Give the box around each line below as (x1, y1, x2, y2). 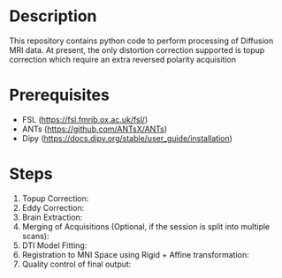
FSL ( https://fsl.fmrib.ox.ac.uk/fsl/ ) (21, 114, 149, 124)
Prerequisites (9, 86, 111, 105)
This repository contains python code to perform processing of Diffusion (9, 35, 274, 46)
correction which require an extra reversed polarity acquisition (9, 54, 237, 64)
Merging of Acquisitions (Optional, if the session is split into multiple (21, 221, 271, 231)
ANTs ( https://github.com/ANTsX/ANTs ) (21, 124, 168, 134)
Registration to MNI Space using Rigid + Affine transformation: (21, 249, 249, 259)
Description (9, 6, 97, 26)
